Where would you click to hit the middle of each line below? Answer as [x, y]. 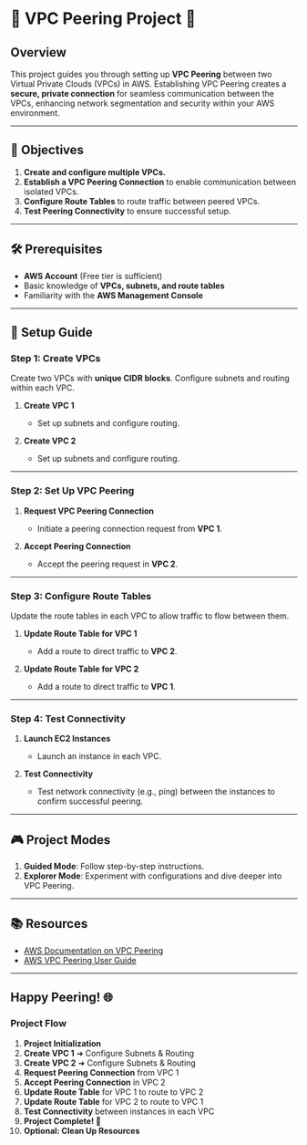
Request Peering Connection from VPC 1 [101, 1072]
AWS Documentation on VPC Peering [93, 950]
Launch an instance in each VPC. [99, 756]
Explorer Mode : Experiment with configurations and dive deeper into [153, 876]
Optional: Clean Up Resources [82, 1130]
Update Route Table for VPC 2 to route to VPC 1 [113, 1101]
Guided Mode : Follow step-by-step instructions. [114, 867]
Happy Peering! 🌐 [61, 998]
